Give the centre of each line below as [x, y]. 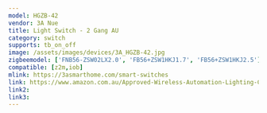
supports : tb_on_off [43, 45]
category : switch [37, 38]
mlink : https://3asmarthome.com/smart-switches [89, 75]
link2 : [19, 90]
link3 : [19, 97]
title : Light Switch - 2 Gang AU [64, 30]
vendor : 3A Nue [33, 23]
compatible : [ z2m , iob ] [46, 68]
